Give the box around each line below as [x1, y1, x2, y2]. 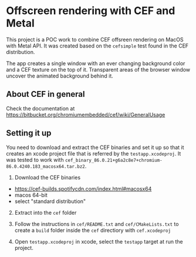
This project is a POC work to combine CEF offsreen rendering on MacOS [6, 36, 184, 43]
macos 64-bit [14, 191, 48, 198]
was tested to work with [6, 156, 64, 163]
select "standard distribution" [14, 198, 86, 205]
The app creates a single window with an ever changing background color [6, 60, 185, 67]
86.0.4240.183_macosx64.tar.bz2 [6, 163, 85, 170]
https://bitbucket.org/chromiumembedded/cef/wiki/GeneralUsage [6, 111, 165, 118]
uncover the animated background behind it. [6, 72, 113, 79]
